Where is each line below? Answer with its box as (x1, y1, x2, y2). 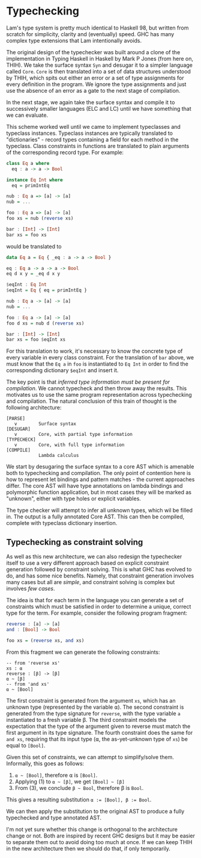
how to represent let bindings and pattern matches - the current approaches (6, 476, 195, 483)
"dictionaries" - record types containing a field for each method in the (6, 135, 179, 143)
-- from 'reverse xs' (6, 660, 61, 666)
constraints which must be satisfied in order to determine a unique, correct (6, 603, 191, 611)
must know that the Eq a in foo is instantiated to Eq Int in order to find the (6, 360, 189, 368)
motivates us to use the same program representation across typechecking (6, 391, 192, 399)
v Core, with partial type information (14, 432, 133, 438)
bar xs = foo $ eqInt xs (6, 337, 66, 343)
